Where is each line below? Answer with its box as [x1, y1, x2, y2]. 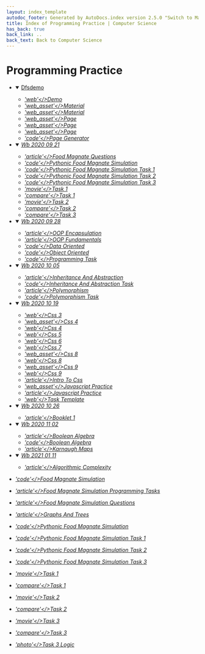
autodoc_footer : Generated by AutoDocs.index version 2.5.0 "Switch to [6, 15, 192, 21]
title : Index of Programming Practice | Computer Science [6, 20, 157, 26]
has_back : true [6, 26, 45, 32]
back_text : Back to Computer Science [6, 37, 103, 43]
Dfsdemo [21, 84, 45, 91]
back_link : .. [6, 32, 43, 38]
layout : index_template [6, 9, 67, 15]
